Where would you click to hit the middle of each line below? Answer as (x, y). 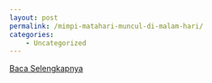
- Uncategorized (56, 43)
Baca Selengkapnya (46, 69)
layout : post (34, 18)
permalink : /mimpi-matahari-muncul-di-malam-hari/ (106, 26)
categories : (32, 34)
